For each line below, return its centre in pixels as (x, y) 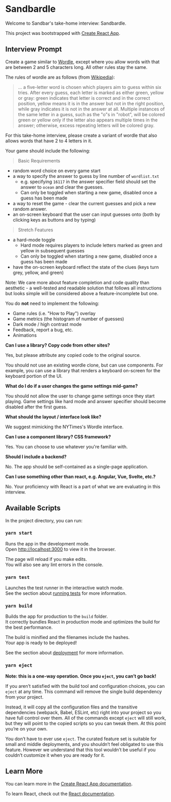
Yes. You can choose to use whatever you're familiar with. (66, 446)
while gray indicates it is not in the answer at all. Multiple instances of (91, 109)
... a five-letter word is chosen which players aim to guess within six (90, 87)
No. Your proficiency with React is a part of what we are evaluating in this (83, 486)
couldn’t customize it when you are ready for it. (55, 755)
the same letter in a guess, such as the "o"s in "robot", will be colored (91, 114)
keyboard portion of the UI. (34, 376)
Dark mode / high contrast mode (47, 324)
